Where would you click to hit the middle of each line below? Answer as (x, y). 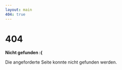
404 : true (15, 14)
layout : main (19, 10)
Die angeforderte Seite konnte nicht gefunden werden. (61, 62)
